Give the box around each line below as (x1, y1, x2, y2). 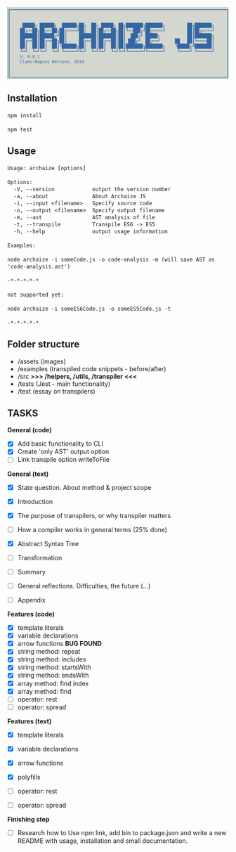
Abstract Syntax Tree (17, 539, 79, 548)
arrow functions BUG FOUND (17, 640, 102, 648)
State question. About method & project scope (17, 483, 152, 491)
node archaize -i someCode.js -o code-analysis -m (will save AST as (7, 256, 216, 263)
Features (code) (7, 610, 55, 619)
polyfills (17, 773, 41, 781)
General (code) (7, 426, 52, 434)
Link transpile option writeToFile (17, 456, 110, 464)
